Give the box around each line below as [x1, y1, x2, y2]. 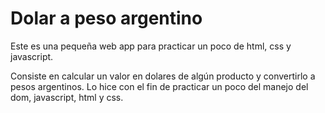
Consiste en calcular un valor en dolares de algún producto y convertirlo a [10, 70, 316, 82]
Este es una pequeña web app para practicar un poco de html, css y [10, 40, 292, 52]
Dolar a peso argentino [10, 7, 203, 30]
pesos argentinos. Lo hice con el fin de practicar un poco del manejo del [10, 80, 309, 92]
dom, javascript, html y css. [10, 91, 124, 103]
